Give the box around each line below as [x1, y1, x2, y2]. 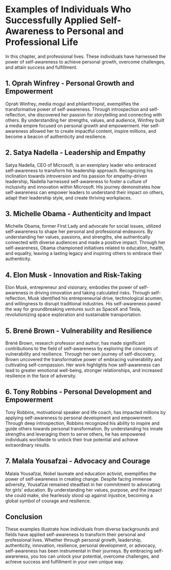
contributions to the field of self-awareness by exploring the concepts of [5, 345, 158, 351]
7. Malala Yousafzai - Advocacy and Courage [5, 457, 151, 465]
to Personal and [56, 26, 124, 37]
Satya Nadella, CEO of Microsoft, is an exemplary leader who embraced [5, 162, 157, 168]
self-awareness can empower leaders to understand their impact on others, [5, 189, 164, 195]
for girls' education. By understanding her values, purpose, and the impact [5, 486, 162, 493]
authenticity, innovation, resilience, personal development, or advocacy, [5, 542, 157, 548]
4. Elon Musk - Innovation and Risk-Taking [5, 270, 142, 279]
